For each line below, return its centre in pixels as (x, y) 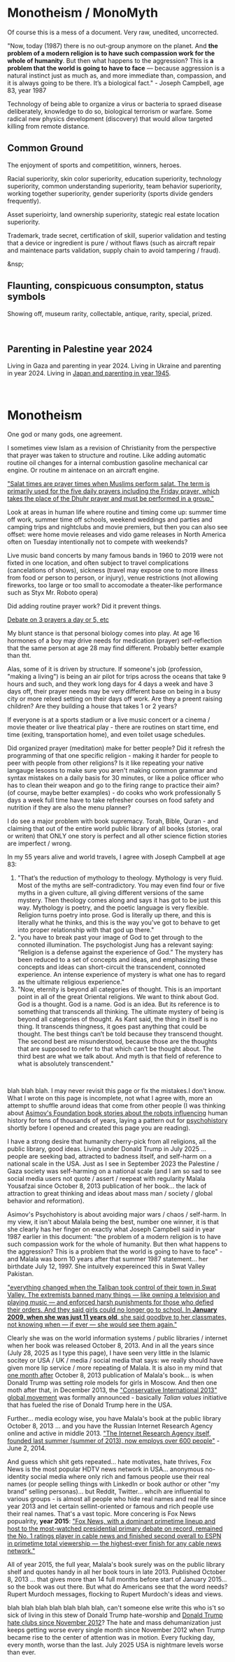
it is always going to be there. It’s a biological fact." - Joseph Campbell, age (116, 83)
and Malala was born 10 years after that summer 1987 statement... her (108, 1259)
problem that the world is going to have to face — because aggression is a (116, 68)
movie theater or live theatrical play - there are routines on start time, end (113, 727)
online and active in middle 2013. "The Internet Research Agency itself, (109, 1433)
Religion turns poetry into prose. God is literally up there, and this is (114, 915)
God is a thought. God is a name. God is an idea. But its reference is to (119, 1004)
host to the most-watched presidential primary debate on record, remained (115, 1528)
